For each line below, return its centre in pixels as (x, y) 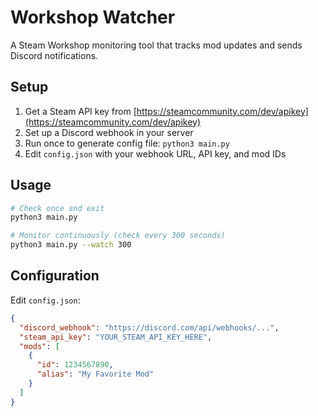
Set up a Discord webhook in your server (109, 132)
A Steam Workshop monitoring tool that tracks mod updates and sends (156, 45)
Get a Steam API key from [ (80, 111)
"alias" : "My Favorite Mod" (95, 374)
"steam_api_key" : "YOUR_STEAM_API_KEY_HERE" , (116, 337)
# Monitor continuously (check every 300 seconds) (118, 236)
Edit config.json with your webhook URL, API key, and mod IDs (155, 153)
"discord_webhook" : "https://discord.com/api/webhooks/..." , (149, 327)
